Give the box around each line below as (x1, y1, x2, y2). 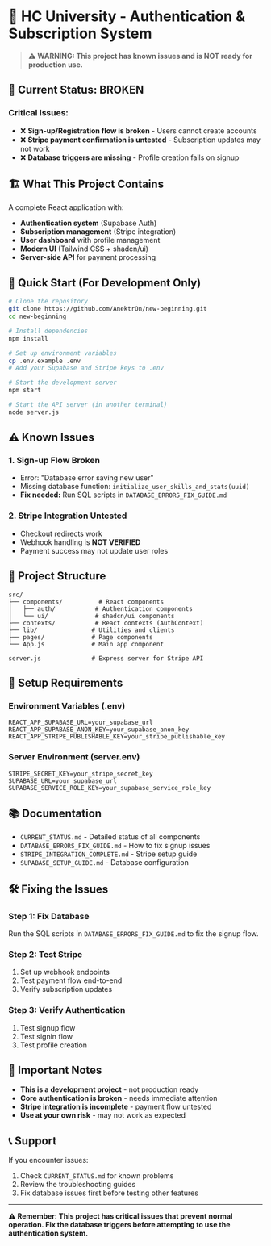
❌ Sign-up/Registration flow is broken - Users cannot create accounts (19, 125, 257, 136)
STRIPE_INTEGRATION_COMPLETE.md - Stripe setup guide (19, 849, 198, 859)
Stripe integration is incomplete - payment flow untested (19, 1102, 212, 1112)
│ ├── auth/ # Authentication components (8, 604, 194, 613)
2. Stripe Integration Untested (8, 510, 127, 521)
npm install (8, 334, 48, 342)
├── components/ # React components (8, 597, 164, 606)
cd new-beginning (8, 312, 67, 320)
